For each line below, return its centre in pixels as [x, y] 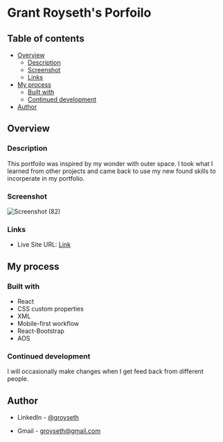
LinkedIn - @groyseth [48, 418]
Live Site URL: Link [44, 245]
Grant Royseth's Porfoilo [79, 13]
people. [18, 379]
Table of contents [46, 39]
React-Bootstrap [41, 331]
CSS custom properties [51, 309]
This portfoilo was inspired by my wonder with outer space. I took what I [110, 163]
